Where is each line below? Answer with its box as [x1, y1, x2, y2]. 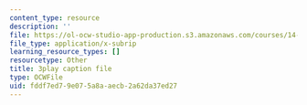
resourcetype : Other [9, 56, 89, 65]
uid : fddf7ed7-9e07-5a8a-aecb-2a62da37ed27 [9, 81, 178, 90]
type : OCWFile [9, 73, 64, 82]
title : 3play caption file [9, 65, 112, 74]
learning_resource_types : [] [9, 47, 121, 57]
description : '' [9, 22, 71, 31]
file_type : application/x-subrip [9, 38, 137, 48]
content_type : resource [9, 13, 101, 23]
